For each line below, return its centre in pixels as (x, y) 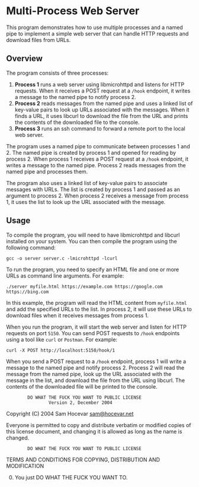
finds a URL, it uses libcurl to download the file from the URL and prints (101, 116)
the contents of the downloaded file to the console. (77, 122)
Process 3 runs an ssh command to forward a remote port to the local (100, 128)
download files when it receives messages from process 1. (78, 315)
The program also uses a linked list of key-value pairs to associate (87, 183)
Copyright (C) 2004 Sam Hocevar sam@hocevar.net (70, 413)
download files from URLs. (38, 40)
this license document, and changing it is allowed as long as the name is (94, 431)
